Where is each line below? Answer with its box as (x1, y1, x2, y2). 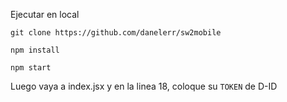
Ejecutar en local (10, 9, 80, 20)
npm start (10, 63, 52, 73)
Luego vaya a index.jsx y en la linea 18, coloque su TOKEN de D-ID (10, 80, 278, 92)
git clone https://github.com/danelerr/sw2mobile (10, 28, 222, 38)
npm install (10, 45, 60, 55)
